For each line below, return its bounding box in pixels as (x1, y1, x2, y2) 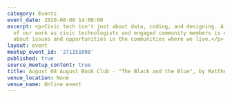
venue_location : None (7, 74, 70, 81)
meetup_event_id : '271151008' (7, 49, 95, 56)
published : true (7, 55, 54, 62)
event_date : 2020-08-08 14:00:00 (7, 17, 104, 23)
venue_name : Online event (7, 81, 81, 88)
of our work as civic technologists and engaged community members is (13, 29, 221, 37)
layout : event (7, 42, 48, 49)
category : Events (7, 10, 57, 17)
